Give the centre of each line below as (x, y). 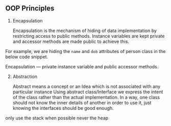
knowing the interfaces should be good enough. (63, 108)
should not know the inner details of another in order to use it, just (82, 103)
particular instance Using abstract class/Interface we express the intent (88, 92)
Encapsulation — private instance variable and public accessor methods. (82, 66)
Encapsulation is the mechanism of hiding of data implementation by (85, 31)
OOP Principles (30, 8)
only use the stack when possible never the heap (57, 118)
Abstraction (25, 77)
